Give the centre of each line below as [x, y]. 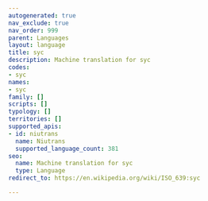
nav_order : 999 [33, 30]
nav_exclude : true [39, 23]
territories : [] [35, 119]
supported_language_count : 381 [67, 149]
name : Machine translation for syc [74, 164]
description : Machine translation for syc [79, 60]
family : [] [26, 97]
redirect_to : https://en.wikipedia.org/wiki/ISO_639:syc [104, 178]
